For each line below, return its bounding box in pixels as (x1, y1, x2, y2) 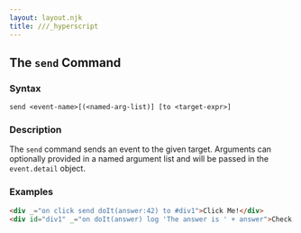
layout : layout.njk (9, 13, 83, 23)
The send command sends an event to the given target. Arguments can (9, 144, 272, 154)
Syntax (9, 82, 41, 95)
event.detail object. (9, 163, 86, 174)
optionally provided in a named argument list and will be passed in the (9, 154, 269, 164)
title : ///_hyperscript (9, 22, 99, 31)
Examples (9, 186, 54, 199)
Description (9, 124, 62, 136)
